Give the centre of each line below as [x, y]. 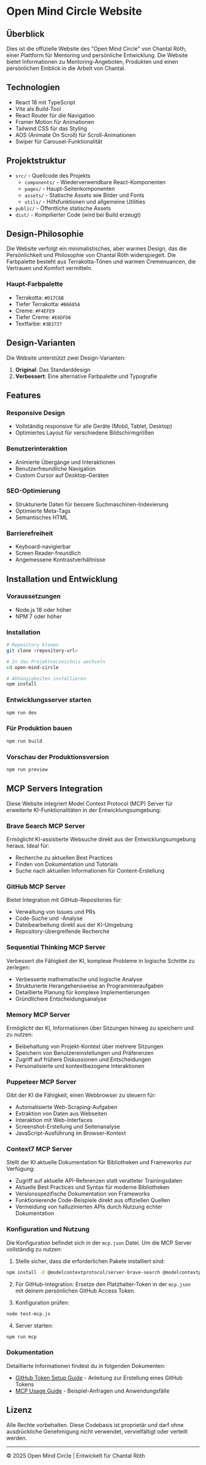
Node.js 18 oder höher [43, 609]
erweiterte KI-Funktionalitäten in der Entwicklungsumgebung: [84, 810]
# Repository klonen [33, 645]
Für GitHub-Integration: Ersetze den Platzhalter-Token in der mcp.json [103, 1284]
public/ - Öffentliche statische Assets [63, 208]
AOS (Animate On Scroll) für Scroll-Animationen [75, 135]
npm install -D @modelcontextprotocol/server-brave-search [83, 1272]
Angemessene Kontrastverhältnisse [60, 560]
